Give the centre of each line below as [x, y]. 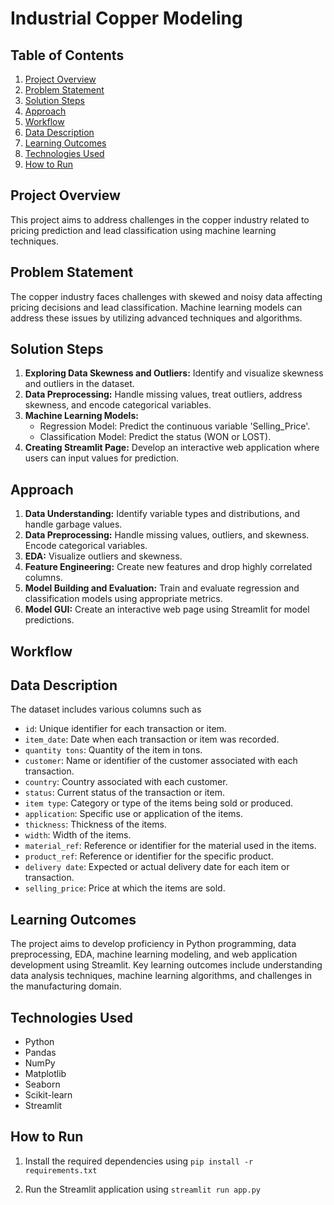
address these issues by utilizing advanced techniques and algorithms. [156, 318]
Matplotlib [45, 1074]
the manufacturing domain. [66, 986]
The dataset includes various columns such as [106, 709]
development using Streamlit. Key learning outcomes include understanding [166, 965]
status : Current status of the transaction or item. [124, 793]
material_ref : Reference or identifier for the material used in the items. [170, 846]
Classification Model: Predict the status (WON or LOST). [155, 437]
